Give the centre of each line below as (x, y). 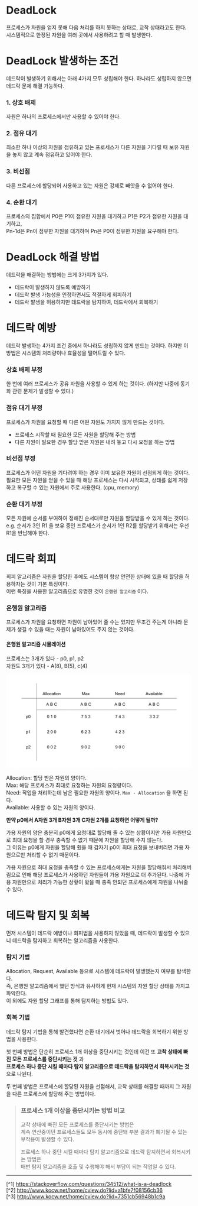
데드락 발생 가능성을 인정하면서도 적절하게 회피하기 (73, 294)
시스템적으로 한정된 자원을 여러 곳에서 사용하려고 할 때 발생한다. (79, 35)
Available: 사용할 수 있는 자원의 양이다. (51, 808)
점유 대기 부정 (24, 408)
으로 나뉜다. (20, 1074)
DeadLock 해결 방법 (53, 257)
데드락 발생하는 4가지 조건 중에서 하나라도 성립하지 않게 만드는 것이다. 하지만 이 (97, 345)
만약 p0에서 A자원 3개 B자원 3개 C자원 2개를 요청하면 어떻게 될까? (82, 820)
